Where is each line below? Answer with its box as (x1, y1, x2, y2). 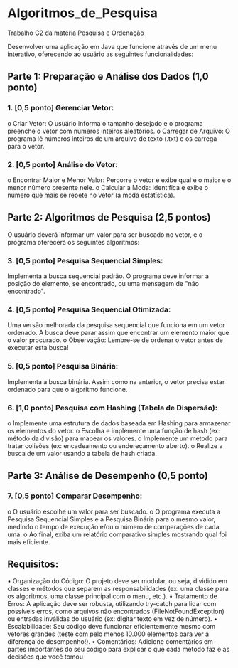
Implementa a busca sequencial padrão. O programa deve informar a (7, 272, 210, 280)
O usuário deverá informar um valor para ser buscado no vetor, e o (7, 230, 203, 239)
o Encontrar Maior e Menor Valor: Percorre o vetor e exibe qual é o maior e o (7, 176, 232, 184)
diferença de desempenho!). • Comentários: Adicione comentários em (7, 637, 213, 646)
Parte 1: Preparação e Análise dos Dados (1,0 (7, 70, 209, 83)
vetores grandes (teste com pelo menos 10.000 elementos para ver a (7, 630, 210, 638)
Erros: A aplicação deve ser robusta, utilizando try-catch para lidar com (7, 600, 217, 608)
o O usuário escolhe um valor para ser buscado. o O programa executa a (7, 507, 221, 516)
